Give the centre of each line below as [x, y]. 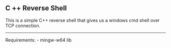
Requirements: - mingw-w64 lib [39, 40]
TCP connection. [23, 25]
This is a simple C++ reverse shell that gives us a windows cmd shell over [83, 20]
